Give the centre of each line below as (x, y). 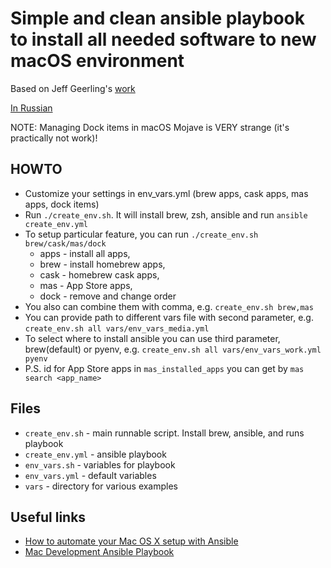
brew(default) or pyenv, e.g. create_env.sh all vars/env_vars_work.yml (173, 349)
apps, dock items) (62, 204)
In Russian (31, 108)
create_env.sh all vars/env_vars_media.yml (117, 328)
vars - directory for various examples (101, 486)
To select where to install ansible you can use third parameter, (152, 338)
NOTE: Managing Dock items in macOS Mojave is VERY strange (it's (150, 127)
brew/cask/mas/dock (65, 243)
